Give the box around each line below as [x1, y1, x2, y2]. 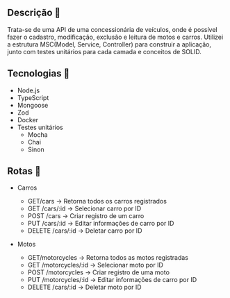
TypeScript [17, 93, 49, 101]
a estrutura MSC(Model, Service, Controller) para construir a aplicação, [7, 40, 212, 49]
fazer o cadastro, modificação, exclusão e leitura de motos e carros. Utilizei [7, 33, 224, 41]
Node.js [17, 86, 40, 94]
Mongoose [17, 101, 49, 109]
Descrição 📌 [7, 7, 61, 19]
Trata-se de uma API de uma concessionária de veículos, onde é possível [7, 25, 217, 33]
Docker [17, 115, 39, 124]
